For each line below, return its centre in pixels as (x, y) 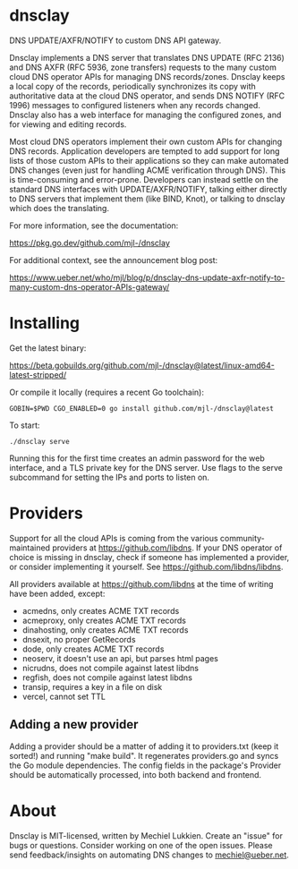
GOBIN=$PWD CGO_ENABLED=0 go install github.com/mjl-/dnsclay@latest (142, 408)
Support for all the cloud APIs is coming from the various (114, 538)
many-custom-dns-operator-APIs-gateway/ (89, 286)
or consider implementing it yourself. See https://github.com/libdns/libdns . (146, 567)
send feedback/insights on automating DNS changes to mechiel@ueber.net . (149, 855)
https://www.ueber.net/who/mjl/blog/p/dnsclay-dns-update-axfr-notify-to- (147, 277)
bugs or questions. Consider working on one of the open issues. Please (141, 845)
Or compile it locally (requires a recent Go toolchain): (106, 392)
